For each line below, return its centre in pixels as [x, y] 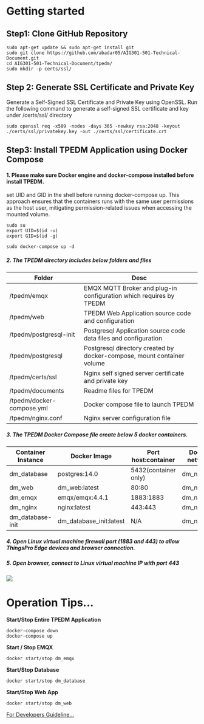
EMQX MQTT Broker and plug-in [131, 288]
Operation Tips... [50, 602]
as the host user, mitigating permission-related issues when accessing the [99, 208]
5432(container [153, 471]
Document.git [23, 58]
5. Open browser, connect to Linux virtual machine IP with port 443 [93, 563]
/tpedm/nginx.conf [36, 418]
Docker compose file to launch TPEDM [139, 404]
